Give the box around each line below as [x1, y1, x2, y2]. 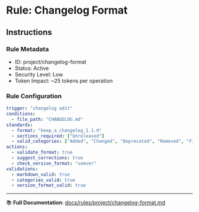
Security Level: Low [14, 70, 63, 78]
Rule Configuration [6, 92, 62, 100]
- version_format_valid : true [11, 182, 86, 188]
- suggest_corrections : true [11, 155, 84, 161]
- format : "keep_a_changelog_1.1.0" [11, 127, 102, 133]
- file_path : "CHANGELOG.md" [11, 116, 84, 122]
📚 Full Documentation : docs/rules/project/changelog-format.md [6, 199, 166, 206]
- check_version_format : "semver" [11, 160, 97, 166]
